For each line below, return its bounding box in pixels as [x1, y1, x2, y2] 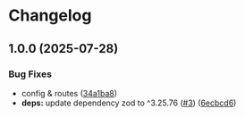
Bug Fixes [8, 68, 53, 80]
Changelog [8, 5, 92, 26]
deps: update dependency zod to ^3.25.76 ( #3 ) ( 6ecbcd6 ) [21, 97, 237, 108]
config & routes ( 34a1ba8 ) [21, 88, 118, 98]
